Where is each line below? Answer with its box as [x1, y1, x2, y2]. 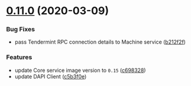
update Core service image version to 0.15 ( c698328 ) [14, 67, 146, 74]
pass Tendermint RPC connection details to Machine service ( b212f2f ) [14, 38, 186, 45]
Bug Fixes [6, 25, 35, 34]
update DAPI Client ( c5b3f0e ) [14, 72, 87, 80]
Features [6, 53, 33, 61]
